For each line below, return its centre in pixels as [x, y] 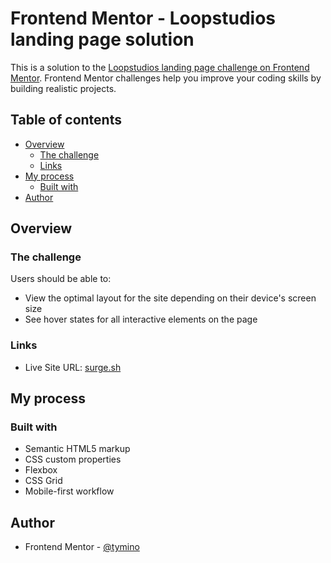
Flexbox [41, 470]
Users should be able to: [61, 279]
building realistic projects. [63, 88]
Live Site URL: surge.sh [73, 367]
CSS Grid [43, 481]
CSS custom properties [73, 459]
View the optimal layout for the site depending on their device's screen [170, 298]
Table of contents [66, 120]
